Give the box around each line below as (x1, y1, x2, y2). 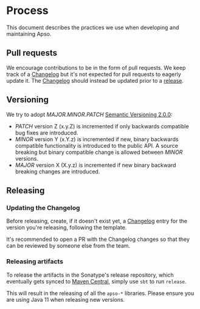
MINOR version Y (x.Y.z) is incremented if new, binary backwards (15, 135, 179, 143)
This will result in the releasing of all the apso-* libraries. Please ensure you (6, 290, 195, 297)
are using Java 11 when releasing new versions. (6, 296, 125, 303)
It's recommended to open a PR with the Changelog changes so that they (6, 235, 190, 243)
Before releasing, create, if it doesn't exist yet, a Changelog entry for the (6, 217, 187, 225)
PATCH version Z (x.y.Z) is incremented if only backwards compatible (15, 122, 190, 130)
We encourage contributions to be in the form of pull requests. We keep (6, 64, 186, 71)
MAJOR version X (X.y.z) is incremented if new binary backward (15, 161, 176, 168)
